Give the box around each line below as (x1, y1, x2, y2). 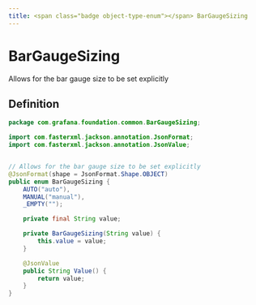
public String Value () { (23, 267, 107, 275)
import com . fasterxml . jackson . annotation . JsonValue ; (8, 141, 190, 149)
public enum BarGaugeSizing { (8, 178, 111, 186)
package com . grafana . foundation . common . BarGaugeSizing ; (8, 118, 201, 127)
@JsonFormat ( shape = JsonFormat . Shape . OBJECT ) (8, 170, 169, 178)
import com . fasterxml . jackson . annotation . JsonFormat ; (8, 133, 194, 142)
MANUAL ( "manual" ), (23, 192, 85, 201)
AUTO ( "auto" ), (23, 185, 70, 193)
